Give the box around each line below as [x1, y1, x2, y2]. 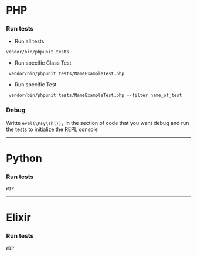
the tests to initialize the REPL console [6, 126, 98, 133]
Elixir [6, 211, 31, 224]
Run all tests [14, 38, 45, 45]
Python [6, 151, 42, 165]
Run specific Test [14, 81, 57, 88]
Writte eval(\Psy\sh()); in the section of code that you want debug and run [6, 119, 189, 126]
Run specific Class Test [14, 59, 72, 66]
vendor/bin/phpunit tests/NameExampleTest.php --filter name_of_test [8, 92, 182, 99]
